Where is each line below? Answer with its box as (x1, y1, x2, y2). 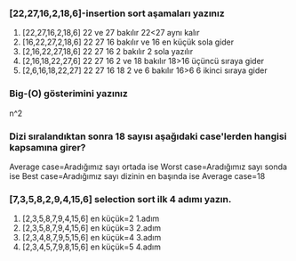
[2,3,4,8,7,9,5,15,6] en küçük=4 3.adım (21, 232, 162, 243)
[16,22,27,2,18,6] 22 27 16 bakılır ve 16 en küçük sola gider (21, 37, 235, 47)
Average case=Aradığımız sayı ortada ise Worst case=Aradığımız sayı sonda (9, 161, 287, 172)
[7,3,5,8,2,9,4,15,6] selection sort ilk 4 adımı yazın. (9, 192, 232, 205)
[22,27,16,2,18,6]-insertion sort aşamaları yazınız (9, 7, 225, 20)
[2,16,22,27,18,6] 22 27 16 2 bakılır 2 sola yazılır (21, 46, 194, 57)
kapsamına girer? (9, 141, 86, 153)
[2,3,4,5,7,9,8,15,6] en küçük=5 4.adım (21, 241, 162, 252)
